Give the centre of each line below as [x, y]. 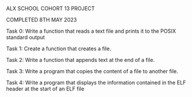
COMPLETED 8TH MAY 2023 [42, 20]
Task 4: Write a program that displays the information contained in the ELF [96, 82]
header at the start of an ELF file [45, 89]
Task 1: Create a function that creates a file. [59, 49]
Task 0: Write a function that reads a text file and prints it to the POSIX [91, 31]
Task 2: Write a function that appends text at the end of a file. [80, 60]
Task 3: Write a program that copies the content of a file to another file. [92, 71]
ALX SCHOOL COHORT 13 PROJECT [51, 8]
